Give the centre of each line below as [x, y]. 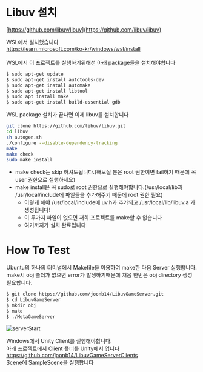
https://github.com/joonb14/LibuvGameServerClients [72, 355]
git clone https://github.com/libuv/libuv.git [66, 126]
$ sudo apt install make [38, 97]
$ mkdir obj [21, 305]
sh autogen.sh [24, 137]
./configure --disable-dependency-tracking [62, 143]
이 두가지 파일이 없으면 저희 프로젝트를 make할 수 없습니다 [93, 218]
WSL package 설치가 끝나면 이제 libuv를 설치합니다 [68, 115]
